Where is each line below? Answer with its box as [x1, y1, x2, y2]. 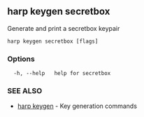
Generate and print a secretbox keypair [7, 24, 120, 32]
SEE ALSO [7, 86, 43, 96]
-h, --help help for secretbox [13, 70, 111, 77]
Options [7, 54, 35, 64]
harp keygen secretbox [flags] [7, 38, 99, 45]
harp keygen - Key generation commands [17, 102, 138, 111]
